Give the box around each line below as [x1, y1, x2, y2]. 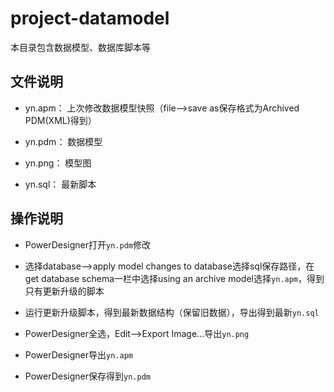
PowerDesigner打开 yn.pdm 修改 [24, 238, 151, 251]
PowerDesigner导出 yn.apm [24, 348, 133, 361]
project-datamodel [10, 7, 170, 30]
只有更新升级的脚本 [24, 285, 105, 297]
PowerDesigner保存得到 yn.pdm [24, 370, 151, 382]
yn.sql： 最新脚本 [24, 178, 97, 190]
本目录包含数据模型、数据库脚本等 [10, 41, 151, 53]
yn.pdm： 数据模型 [24, 135, 103, 147]
